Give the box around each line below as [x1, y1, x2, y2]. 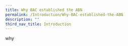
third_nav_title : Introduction [5, 21, 71, 27]
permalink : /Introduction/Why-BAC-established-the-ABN [5, 12, 123, 17]
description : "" [5, 17, 39, 22]
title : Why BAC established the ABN [5, 7, 82, 13]
